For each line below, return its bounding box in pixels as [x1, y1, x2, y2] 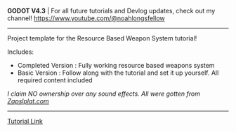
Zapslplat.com [7, 97, 49, 105]
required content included [17, 76, 93, 84]
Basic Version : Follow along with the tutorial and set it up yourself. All [17, 68, 219, 77]
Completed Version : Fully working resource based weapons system [17, 61, 215, 69]
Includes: [7, 47, 34, 56]
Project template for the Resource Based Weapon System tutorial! [7, 34, 197, 42]
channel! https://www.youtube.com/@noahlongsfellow [7, 14, 165, 22]
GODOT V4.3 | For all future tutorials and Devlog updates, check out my [7, 7, 216, 15]
